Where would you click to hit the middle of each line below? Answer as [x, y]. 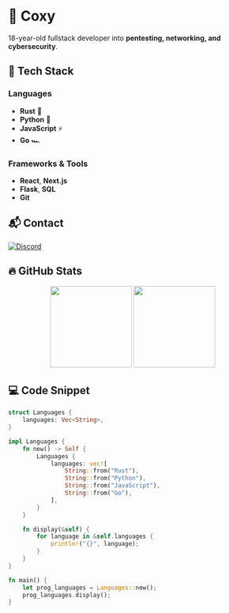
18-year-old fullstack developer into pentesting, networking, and [114, 38]
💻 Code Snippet [49, 390]
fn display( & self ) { [56, 529]
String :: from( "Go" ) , [98, 493]
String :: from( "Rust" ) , [102, 471]
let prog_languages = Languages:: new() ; [90, 588]
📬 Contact [36, 223]
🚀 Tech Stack [41, 71]
